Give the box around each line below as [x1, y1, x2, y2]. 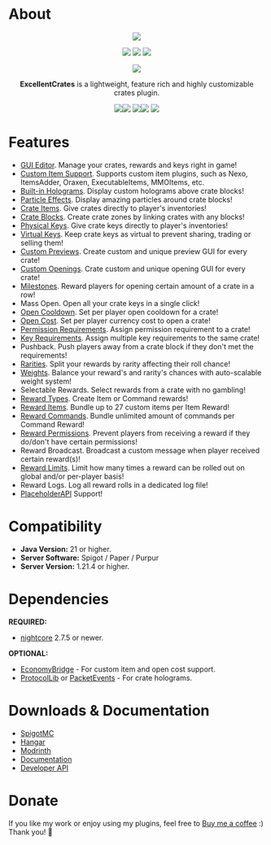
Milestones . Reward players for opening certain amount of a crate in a [20, 281, 255, 291]
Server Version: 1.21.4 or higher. [20, 561, 130, 571]
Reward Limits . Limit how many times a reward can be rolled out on [20, 462, 246, 472]
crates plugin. [113, 87, 160, 98]
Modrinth [20, 746, 51, 755]
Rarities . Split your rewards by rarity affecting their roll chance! [20, 359, 230, 369]
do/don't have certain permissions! [20, 436, 138, 446]
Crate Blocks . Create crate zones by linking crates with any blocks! [20, 212, 245, 221]
